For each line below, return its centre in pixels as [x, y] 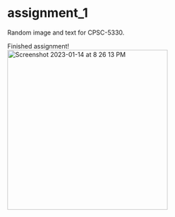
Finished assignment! [38, 46]
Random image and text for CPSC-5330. [66, 32]
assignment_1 [48, 13]
